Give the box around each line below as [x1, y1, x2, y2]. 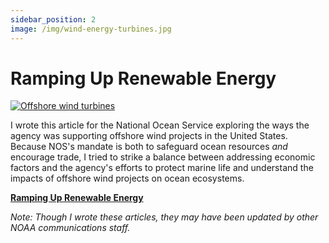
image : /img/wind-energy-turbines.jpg [10, 24, 172, 34]
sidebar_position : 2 [10, 14, 97, 25]
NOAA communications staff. [10, 222, 131, 234]
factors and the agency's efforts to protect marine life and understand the [10, 162, 314, 174]
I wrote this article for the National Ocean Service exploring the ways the [10, 119, 310, 131]
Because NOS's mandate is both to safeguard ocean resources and [10, 141, 288, 153]
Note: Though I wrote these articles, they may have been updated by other [10, 211, 319, 223]
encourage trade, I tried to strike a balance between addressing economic [10, 151, 316, 163]
